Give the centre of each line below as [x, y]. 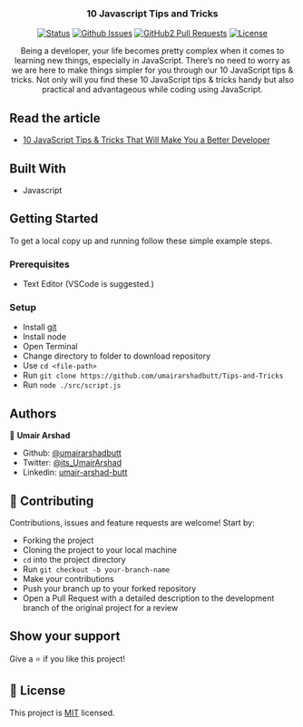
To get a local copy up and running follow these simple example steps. [141, 241]
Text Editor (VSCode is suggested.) [88, 284]
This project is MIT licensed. [62, 712]
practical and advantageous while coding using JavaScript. [152, 90]
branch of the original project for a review [100, 607]
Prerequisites [39, 264]
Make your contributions [68, 578]
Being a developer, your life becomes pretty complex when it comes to [152, 51]
